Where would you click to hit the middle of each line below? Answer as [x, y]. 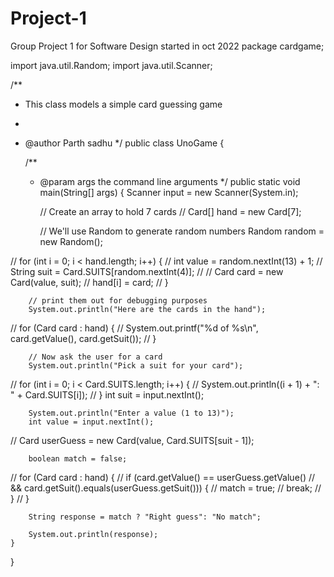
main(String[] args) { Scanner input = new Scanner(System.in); [169, 192]
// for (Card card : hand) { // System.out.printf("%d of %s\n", [134, 328]
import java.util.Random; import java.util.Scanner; [111, 65]
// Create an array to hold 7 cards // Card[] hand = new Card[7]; [170, 211]
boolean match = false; [78, 458]
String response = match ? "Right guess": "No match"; [145, 517]
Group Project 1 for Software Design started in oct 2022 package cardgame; [167, 46]
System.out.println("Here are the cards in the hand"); [147, 309]
